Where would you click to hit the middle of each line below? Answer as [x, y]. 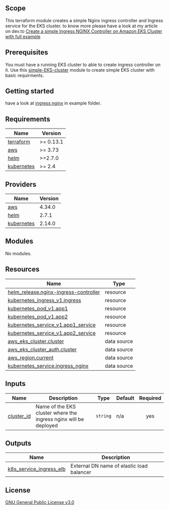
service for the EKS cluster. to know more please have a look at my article [81, 26]
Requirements [28, 119]
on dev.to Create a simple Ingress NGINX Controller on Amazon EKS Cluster [84, 31]
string [104, 416]
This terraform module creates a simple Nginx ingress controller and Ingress [84, 20]
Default [125, 398]
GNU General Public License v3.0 [40, 502]
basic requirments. [25, 75]
